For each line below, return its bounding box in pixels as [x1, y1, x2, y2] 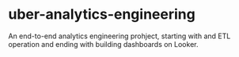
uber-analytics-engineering [8, 5, 195, 23]
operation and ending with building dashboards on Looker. [8, 39, 199, 48]
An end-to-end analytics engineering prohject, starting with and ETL [8, 31, 231, 41]
